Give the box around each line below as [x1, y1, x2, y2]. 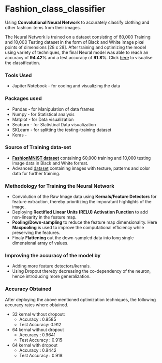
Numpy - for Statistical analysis [12, 111, 75, 117]
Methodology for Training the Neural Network [5, 182, 115, 189]
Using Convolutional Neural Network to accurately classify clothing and [5, 19, 150, 25]
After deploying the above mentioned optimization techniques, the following [5, 297, 156, 302]
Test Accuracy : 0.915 [19, 337, 63, 343]
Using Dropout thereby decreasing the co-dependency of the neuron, [12, 268, 151, 274]
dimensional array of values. [12, 240, 69, 246]
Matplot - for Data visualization [12, 116, 74, 122]
